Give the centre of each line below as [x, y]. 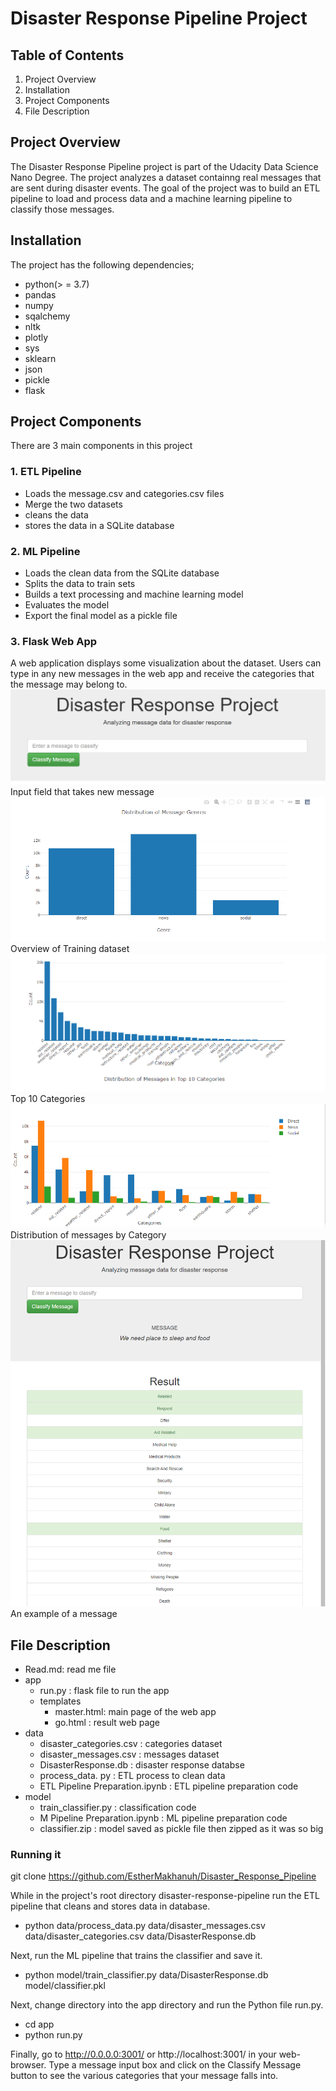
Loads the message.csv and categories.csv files [124, 493]
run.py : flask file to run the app [104, 1690]
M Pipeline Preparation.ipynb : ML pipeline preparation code [163, 1818]
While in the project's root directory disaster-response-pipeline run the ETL [165, 1896]
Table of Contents [67, 55]
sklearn [40, 358]
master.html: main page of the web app [135, 1711]
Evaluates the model [67, 605]
